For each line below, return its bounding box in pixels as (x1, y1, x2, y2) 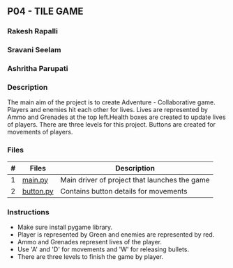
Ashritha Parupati (7, 64, 68, 74)
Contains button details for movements (60, 186, 188, 196)
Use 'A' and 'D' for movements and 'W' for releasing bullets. (17, 245, 190, 253)
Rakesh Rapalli (7, 26, 58, 36)
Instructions (7, 207, 50, 216)
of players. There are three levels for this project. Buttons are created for (7, 120, 216, 129)
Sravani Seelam (7, 45, 61, 55)
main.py (22, 175, 49, 184)
